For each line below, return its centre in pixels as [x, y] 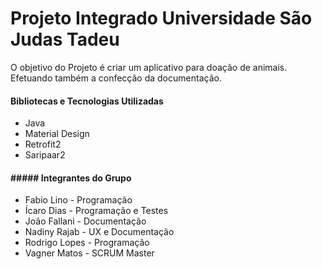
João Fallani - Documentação [85, 221]
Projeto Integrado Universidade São [161, 18]
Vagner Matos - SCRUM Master [89, 253]
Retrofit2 [43, 144]
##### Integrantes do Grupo [71, 178]
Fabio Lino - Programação [78, 200]
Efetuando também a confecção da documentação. [116, 78]
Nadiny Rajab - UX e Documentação [99, 232]
